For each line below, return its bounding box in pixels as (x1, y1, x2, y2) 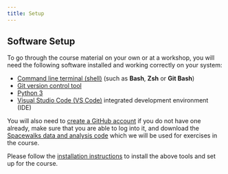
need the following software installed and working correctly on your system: (7, 61, 223, 69)
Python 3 (16, 89, 43, 97)
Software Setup (7, 36, 76, 47)
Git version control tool (16, 82, 82, 90)
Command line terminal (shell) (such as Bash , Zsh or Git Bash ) (16, 74, 195, 83)
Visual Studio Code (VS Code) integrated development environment (16, 96, 209, 105)
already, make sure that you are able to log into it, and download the (7, 124, 199, 133)
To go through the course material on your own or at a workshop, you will (7, 54, 215, 62)
